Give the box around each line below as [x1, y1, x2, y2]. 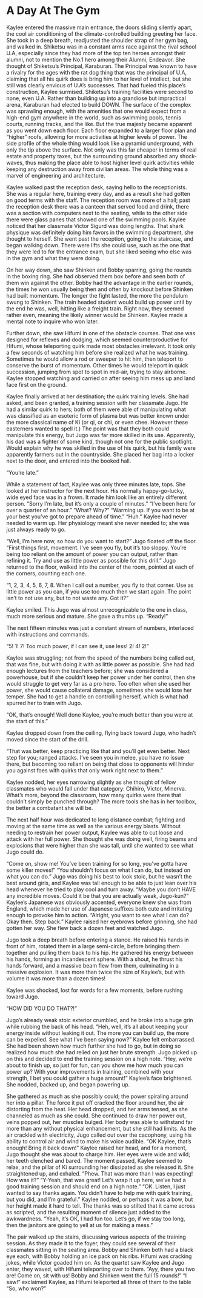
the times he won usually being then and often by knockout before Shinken [6, 286, 193, 293]
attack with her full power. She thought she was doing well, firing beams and [6, 835, 198, 843]
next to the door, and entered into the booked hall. [6, 457, 131, 464]
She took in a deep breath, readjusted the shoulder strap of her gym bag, [6, 36, 189, 44]
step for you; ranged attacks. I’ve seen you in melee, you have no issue [6, 754, 184, 761]
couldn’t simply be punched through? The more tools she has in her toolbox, [6, 798, 197, 805]
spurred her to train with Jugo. [6, 699, 83, 706]
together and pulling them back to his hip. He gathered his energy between [6, 949, 194, 956]
